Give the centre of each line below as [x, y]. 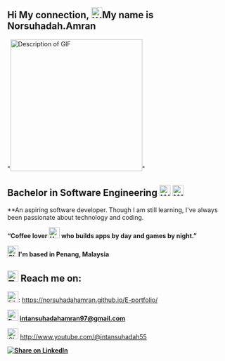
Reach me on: [51, 278]
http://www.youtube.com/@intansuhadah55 [84, 337]
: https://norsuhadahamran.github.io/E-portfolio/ [88, 300]
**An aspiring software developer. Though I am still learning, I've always [112, 210]
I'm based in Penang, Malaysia [64, 254]
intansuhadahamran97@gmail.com [73, 319]
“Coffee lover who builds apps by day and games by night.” [102, 235]
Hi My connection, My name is [81, 15]
